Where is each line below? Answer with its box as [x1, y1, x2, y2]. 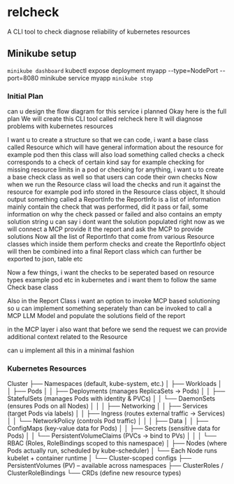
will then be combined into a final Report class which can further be [7, 247, 202, 256]
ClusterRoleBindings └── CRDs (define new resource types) [7, 469, 182, 477]
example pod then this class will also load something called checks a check [7, 151, 225, 159]
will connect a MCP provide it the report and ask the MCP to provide [7, 225, 204, 233]
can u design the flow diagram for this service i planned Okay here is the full [7, 107, 227, 116]
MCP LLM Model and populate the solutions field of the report [7, 312, 186, 320]
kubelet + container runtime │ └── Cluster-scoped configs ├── [7, 454, 192, 462]
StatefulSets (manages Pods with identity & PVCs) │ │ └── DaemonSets [7, 394, 215, 403]
